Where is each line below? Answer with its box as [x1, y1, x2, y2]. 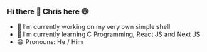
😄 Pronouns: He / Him [16, 38, 83, 46]
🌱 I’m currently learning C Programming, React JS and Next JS [16, 30, 201, 38]
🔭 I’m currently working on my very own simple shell [16, 23, 171, 31]
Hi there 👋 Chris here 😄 [6, 6, 90, 16]
